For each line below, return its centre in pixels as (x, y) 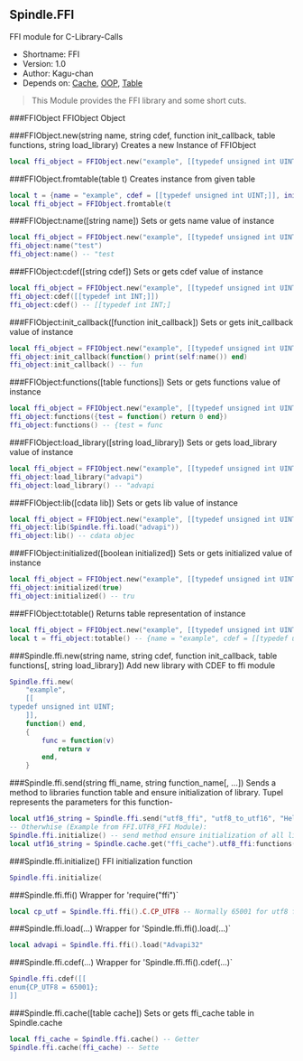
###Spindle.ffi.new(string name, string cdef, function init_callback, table (143, 656)
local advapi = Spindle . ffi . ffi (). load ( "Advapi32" (106, 945)
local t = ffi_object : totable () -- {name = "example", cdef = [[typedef (149, 638)
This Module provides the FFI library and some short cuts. (139, 100)
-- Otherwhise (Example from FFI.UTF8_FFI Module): (108, 827)
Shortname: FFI (51, 54)
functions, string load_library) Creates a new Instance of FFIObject (133, 144)
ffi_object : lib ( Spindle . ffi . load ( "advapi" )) (94, 527)
